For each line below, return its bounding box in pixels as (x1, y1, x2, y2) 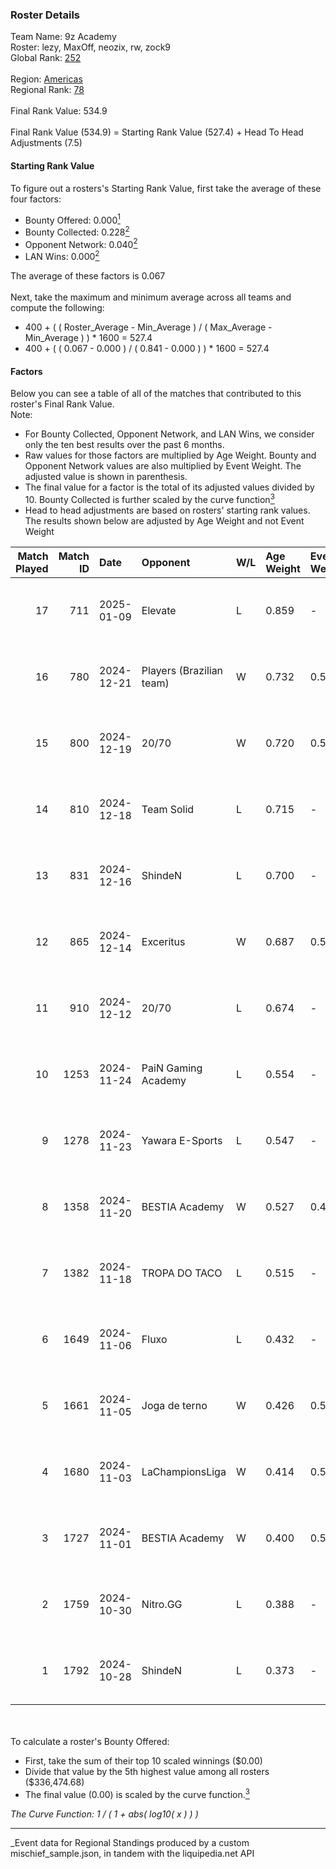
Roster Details (10, 8, 81, 22)
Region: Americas (10, 73, 83, 85)
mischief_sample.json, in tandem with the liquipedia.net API (10, 1847, 255, 1859)
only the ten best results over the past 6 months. (24, 439, 225, 451)
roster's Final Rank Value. (10, 398, 115, 410)
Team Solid (141, 802, 195, 816)
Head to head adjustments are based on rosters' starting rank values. (24, 504, 311, 516)
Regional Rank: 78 (10, 84, 85, 96)
